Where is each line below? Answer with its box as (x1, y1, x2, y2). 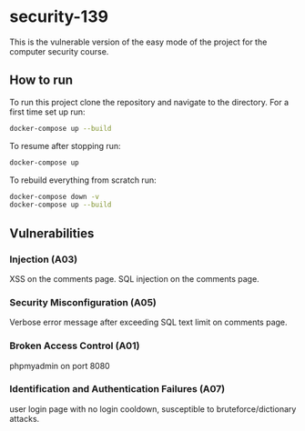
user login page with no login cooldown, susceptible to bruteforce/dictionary (9, 403, 297, 415)
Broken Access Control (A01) (9, 339, 140, 352)
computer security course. (9, 45, 109, 56)
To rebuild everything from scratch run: (9, 175, 157, 185)
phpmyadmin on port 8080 (9, 360, 111, 371)
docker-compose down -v (9, 192, 100, 201)
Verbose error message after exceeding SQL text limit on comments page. (9, 316, 289, 328)
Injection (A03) (9, 253, 78, 266)
